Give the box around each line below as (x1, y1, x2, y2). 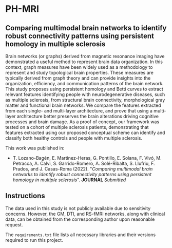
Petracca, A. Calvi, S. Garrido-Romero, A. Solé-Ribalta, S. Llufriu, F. (12, 160, 155, 166)
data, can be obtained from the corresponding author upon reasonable (5, 216, 155, 222)
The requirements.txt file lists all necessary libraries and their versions (5, 232, 156, 238)
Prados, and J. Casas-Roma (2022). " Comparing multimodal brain (12, 166, 153, 172)
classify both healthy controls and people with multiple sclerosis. (5, 135, 143, 141)
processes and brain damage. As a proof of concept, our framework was (5, 119, 160, 125)
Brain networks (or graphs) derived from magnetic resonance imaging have (5, 53, 165, 59)
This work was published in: (5, 145, 65, 151)
